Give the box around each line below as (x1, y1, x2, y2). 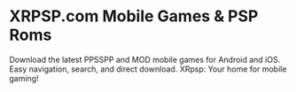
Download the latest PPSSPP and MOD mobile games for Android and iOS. (9, 54, 281, 65)
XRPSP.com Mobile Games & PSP (9, 6, 259, 27)
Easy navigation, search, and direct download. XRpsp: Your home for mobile (9, 64, 287, 74)
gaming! (9, 73, 39, 83)
